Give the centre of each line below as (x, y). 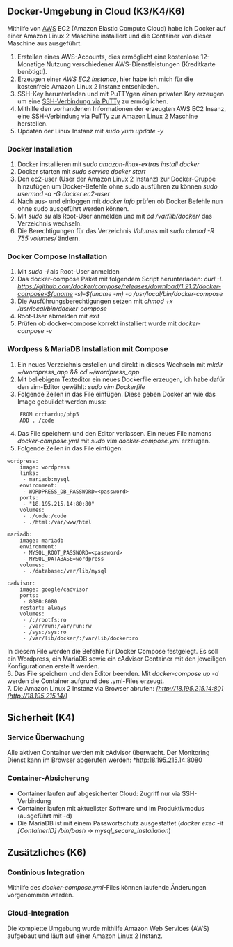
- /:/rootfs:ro (45, 620)
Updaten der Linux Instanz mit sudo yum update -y (90, 131)
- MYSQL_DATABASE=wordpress (63, 559)
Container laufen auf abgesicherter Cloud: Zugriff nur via (99, 793)
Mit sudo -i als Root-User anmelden (68, 272)
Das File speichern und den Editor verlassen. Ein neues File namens (114, 433)
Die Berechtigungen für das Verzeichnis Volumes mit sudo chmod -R (115, 231)
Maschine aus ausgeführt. (45, 43)
